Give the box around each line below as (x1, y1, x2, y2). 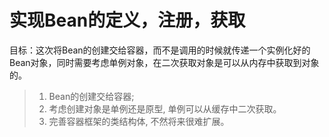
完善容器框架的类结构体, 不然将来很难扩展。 (48, 115, 230, 127)
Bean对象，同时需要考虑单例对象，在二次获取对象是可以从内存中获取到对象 (9, 56, 320, 68)
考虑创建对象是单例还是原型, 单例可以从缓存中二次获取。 (48, 102, 282, 115)
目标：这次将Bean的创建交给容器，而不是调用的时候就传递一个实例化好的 (9, 44, 311, 56)
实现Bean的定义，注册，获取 (9, 9, 246, 32)
